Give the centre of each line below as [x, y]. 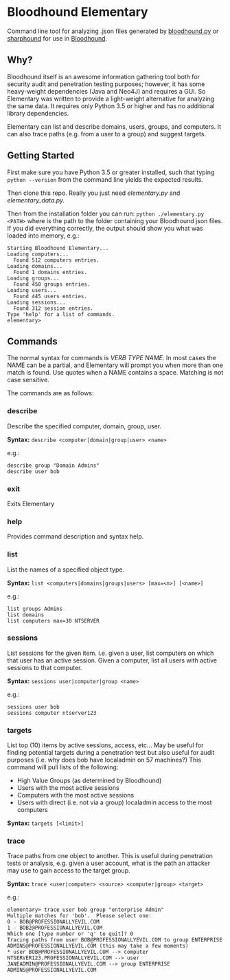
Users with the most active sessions [68, 788]
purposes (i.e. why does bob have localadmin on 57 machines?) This [104, 760]
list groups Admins [35, 609]
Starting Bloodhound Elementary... [58, 248]
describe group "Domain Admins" [53, 466]
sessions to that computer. [45, 667]
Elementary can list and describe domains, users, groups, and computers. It [114, 126]
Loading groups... [33, 278]
